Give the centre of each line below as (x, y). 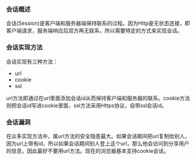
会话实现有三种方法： (32, 61)
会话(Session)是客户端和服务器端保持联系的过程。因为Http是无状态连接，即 (98, 23)
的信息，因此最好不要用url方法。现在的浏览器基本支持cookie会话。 (88, 151)
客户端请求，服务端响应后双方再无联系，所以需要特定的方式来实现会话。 (94, 31)
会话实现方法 (25, 47)
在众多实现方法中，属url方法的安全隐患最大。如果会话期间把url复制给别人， (98, 136)
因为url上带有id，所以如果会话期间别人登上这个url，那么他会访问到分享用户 (98, 143)
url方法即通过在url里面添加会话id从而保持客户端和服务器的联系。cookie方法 (98, 98)
